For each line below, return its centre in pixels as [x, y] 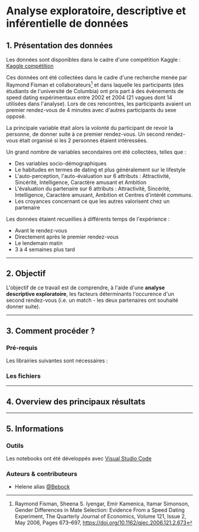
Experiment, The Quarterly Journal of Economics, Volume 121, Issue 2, [100, 517]
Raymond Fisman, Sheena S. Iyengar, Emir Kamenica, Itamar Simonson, [102, 504]
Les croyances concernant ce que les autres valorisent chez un [92, 201]
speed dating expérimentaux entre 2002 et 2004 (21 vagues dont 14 [89, 97]
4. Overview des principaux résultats [76, 402]
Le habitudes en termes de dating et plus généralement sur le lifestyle [100, 170]
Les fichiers [23, 376]
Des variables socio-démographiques [60, 163]
